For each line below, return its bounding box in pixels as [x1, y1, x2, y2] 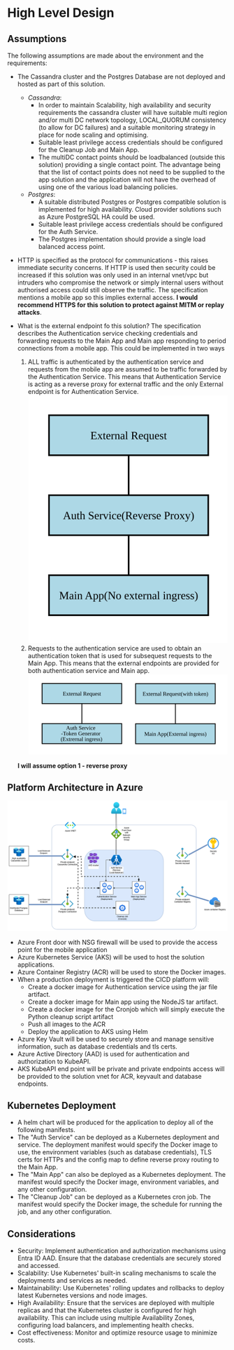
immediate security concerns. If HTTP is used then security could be [17, 264, 216, 271]
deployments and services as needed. [17, 1276, 128, 1285]
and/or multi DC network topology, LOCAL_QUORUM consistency [38, 116, 227, 124]
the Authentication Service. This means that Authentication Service [27, 373, 221, 381]
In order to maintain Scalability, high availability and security [38, 101, 212, 109]
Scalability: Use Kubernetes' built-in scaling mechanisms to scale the [17, 1269, 217, 1277]
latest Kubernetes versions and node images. [17, 1291, 148, 1300]
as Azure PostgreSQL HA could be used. [38, 212, 155, 221]
